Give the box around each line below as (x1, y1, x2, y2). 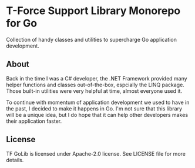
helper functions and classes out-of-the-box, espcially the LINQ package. (6, 81, 185, 88)
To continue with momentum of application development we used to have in (6, 99, 190, 106)
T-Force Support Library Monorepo (6, 4, 181, 18)
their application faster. (6, 117, 62, 125)
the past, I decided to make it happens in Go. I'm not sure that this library (6, 105, 183, 112)
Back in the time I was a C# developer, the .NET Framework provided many (6, 75, 187, 82)
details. (6, 156, 24, 163)
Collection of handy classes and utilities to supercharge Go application (6, 36, 177, 43)
